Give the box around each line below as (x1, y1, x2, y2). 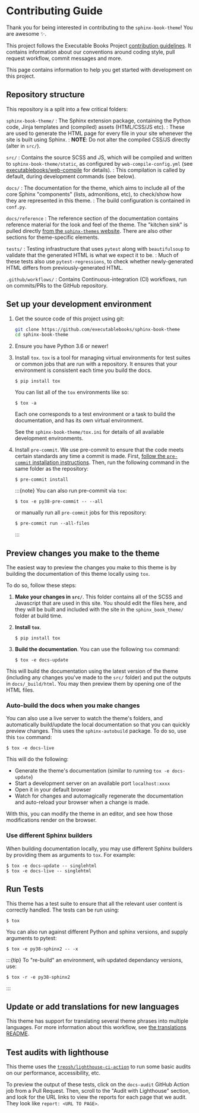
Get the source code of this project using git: (14, 315, 125, 322)
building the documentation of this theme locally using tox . (6, 570, 150, 578)
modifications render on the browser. (6, 816, 97, 824)
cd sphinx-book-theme (14, 332, 68, 338)
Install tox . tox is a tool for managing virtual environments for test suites (14, 354, 191, 361)
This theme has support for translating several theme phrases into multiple (6, 1017, 189, 1024)
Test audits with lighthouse (6, 1047, 109, 1057)
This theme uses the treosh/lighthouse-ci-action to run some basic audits (6, 1063, 191, 1070)
